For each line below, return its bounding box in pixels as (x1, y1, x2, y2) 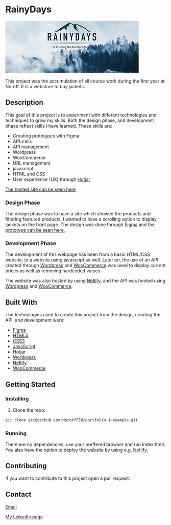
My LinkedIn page (5, 514, 43, 520)
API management (12, 144, 50, 150)
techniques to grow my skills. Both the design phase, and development (5, 117, 154, 124)
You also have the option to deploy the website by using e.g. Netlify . (5, 447, 149, 453)
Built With (5, 298, 37, 307)
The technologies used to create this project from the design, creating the (5, 312, 161, 318)
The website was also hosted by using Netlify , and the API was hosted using (5, 278, 166, 284)
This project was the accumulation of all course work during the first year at (5, 78, 165, 84)
